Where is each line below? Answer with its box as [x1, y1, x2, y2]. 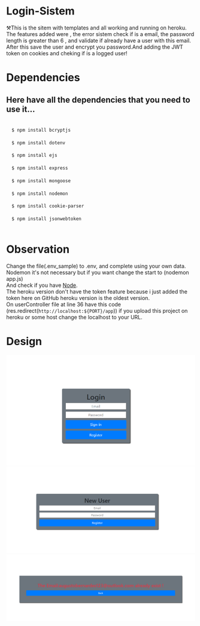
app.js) [6, 275, 23, 282]
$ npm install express [11, 165, 68, 171]
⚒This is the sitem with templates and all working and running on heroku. [6, 24, 187, 31]
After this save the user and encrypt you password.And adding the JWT [6, 43, 184, 51]
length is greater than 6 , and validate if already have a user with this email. [6, 37, 192, 44]
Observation [6, 242, 70, 256]
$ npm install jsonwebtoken [11, 216, 82, 222]
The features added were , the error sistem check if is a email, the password [6, 30, 195, 37]
